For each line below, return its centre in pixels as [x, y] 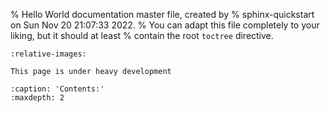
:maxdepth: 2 [37, 98]
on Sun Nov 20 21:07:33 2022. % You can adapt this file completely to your [165, 25]
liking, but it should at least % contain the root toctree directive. [142, 35]
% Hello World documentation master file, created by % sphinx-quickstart [162, 14]
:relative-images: [48, 54]
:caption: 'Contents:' [57, 89]
